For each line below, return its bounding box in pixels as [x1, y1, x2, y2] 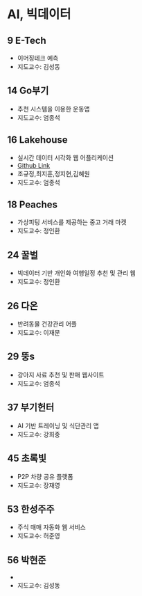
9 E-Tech [7, 34, 46, 46]
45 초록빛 [7, 453, 47, 464]
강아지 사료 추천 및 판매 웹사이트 [17, 370, 105, 379]
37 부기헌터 [7, 402, 55, 414]
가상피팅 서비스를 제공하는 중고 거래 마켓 [17, 218, 127, 226]
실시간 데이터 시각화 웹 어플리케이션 [17, 153, 114, 162]
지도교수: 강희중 [17, 430, 60, 439]
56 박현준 [7, 554, 46, 566]
